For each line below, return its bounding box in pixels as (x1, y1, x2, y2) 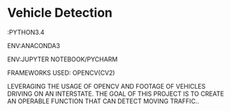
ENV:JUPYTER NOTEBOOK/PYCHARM (7, 54, 118, 64)
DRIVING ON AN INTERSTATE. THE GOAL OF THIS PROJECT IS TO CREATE (7, 89, 225, 98)
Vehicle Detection (7, 5, 113, 21)
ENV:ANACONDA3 (7, 41, 61, 50)
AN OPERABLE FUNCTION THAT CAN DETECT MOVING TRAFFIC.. (7, 96, 200, 105)
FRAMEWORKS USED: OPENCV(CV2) (7, 68, 115, 77)
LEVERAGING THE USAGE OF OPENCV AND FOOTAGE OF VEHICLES (7, 82, 206, 90)
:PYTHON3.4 (7, 28, 45, 36)
